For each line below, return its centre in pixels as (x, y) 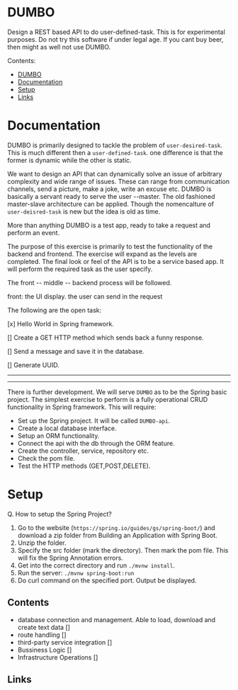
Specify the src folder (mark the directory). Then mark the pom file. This (123, 550)
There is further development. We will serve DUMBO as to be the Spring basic (117, 392)
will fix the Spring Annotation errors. (70, 558)
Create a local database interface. (67, 428)
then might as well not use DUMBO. (59, 47)
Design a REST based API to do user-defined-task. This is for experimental (116, 32)
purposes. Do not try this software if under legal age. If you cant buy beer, (115, 39)
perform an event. (34, 232)
